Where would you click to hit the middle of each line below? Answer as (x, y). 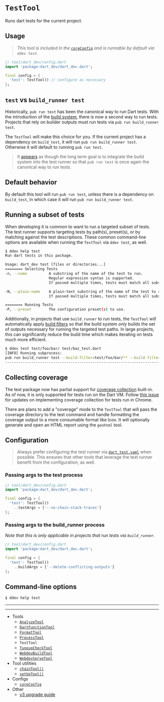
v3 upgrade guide (37, 695)
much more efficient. (26, 340)
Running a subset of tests (45, 215)
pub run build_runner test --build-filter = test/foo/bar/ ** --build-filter (83, 358)
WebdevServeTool (36, 659)
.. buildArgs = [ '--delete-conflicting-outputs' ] (64, 567)
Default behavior (31, 182)
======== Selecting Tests (31, 269)
